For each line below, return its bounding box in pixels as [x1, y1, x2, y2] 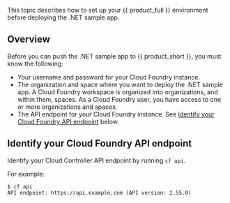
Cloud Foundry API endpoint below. [17, 117, 120, 126]
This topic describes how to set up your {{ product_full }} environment [7, 6, 208, 14]
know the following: [7, 59, 64, 68]
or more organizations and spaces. [17, 103, 118, 111]
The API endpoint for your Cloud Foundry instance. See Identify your [17, 110, 215, 118]
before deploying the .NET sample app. [7, 13, 120, 22]
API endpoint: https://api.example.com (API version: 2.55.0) [7, 189, 192, 196]
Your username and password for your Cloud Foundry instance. [17, 73, 201, 81]
